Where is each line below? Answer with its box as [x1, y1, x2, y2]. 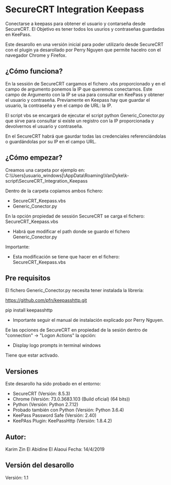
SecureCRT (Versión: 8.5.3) [12, 390, 70, 397]
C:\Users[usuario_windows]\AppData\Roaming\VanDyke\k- [5, 172, 129, 179]
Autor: [5, 432, 27, 441]
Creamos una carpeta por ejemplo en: [5, 167, 85, 173]
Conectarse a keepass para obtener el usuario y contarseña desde [5, 20, 146, 27]
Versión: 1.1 [5, 474, 29, 480]
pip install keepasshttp [5, 307, 53, 313]
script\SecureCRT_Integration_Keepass [5, 178, 88, 184]
